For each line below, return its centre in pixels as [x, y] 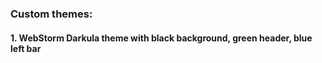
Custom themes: [51, 14]
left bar [26, 48]
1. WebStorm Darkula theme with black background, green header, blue [161, 38]
